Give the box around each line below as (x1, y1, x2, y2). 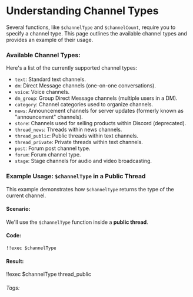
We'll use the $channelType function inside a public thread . (6, 218, 148, 226)
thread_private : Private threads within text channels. (14, 139, 143, 146)
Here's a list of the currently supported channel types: (6, 64, 137, 71)
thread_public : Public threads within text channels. (14, 132, 138, 139)
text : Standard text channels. (14, 76, 86, 83)
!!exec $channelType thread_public (6, 270, 91, 278)
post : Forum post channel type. (14, 145, 91, 152)
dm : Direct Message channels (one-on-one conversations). (14, 82, 156, 89)
